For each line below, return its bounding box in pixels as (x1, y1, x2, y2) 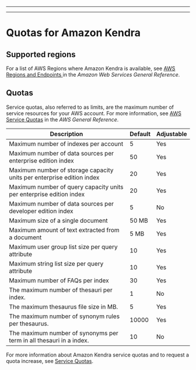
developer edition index (9, 207, 74, 215)
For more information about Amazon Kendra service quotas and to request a (6, 351, 190, 358)
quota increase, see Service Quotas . (6, 357, 94, 364)
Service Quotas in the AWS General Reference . (6, 116, 119, 123)
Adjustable (156, 130, 187, 138)
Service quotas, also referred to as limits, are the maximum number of (6, 103, 174, 110)
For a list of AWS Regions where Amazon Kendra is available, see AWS (6, 65, 176, 72)
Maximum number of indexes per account (9, 140, 124, 148)
